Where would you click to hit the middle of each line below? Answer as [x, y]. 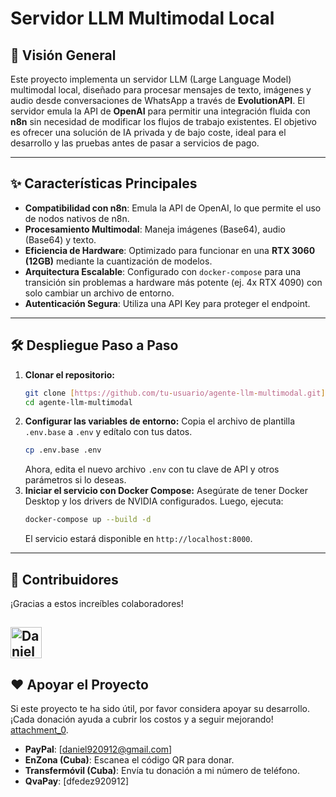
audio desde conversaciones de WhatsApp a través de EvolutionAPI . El [157, 100]
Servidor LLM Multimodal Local [142, 18]
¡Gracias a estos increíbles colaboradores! [97, 603]
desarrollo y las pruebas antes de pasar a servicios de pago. [135, 143]
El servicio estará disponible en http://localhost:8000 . [138, 539]
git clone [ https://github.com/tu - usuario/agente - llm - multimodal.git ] [175, 393]
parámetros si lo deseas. [75, 480]
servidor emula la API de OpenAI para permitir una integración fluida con [160, 111]
